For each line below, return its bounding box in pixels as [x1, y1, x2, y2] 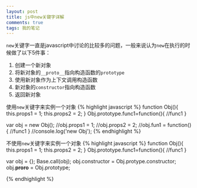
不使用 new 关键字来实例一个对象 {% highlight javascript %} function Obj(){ [6, 140, 184, 147]
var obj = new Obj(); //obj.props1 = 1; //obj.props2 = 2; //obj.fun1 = [6, 122, 166, 129]
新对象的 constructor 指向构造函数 [14, 83, 96, 91]
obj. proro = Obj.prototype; [6, 164, 71, 171]
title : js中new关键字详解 [6, 14, 65, 20]
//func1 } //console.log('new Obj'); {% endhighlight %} [9, 127, 142, 135]
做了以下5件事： [11, 49, 51, 56]
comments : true [6, 19, 44, 25]
